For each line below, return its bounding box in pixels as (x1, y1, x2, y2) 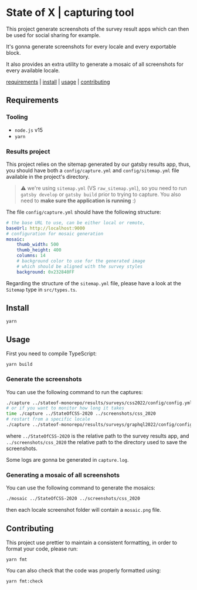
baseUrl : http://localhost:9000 (6, 225, 85, 231)
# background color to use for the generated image (16, 258, 145, 264)
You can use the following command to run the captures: (6, 388, 143, 395)
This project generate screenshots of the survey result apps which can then (6, 25, 189, 32)
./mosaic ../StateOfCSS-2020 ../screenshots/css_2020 (6, 496, 141, 502)
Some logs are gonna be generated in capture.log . (6, 456, 129, 463)
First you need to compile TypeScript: (6, 350, 97, 357)
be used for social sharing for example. (6, 31, 101, 38)
